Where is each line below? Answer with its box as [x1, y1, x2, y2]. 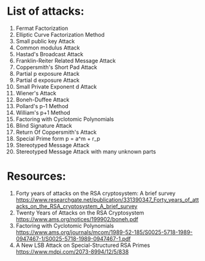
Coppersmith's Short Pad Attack [15, 63, 97, 71]
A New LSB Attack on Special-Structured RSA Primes [15, 241, 151, 249]
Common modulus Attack [15, 44, 80, 51]
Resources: [7, 169, 66, 183]
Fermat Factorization [15, 24, 69, 32]
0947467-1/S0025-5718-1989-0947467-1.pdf [15, 235, 131, 242]
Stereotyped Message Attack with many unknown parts [15, 148, 157, 155]
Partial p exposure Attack [15, 70, 80, 77]
